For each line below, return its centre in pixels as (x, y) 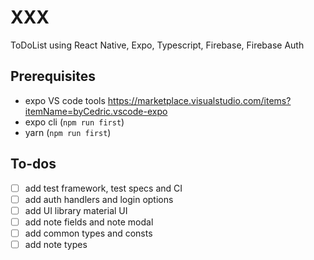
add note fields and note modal (89, 222)
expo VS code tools (65, 100)
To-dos (33, 164)
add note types (56, 244)
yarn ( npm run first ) (68, 132)
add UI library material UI (76, 210)
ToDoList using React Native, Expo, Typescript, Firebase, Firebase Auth (157, 45)
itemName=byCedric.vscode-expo (96, 111)
